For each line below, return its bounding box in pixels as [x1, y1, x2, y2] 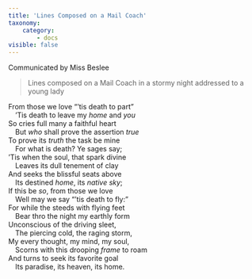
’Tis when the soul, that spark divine [8, 152, 127, 162]
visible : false [8, 41, 59, 49]
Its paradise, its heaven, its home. [15, 262, 125, 272]
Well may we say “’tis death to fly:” [15, 195, 129, 204]
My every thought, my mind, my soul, [8, 237, 130, 247]
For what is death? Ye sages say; [15, 144, 123, 154]
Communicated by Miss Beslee [8, 63, 109, 72]
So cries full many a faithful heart [8, 119, 116, 128]
